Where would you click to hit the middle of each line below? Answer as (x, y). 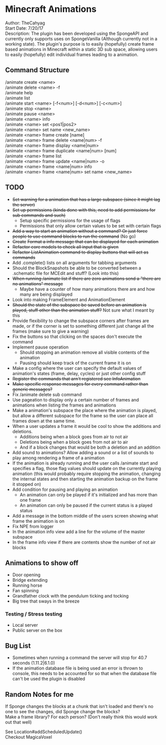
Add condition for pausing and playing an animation (65, 489)
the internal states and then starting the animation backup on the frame (85, 479)
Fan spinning (25, 591)
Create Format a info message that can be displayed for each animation (85, 241)
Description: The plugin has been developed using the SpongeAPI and (77, 33)
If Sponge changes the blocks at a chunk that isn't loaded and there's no (79, 706)
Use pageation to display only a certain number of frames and (76, 400)
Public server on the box (37, 630)
